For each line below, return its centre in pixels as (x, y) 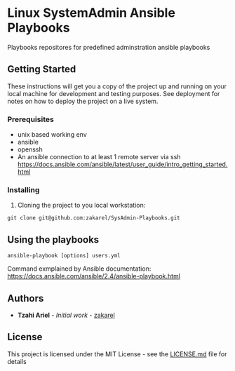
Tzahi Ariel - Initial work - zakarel (66, 315)
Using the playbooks (53, 240)
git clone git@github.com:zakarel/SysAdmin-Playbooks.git (94, 218)
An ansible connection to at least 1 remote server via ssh (99, 157)
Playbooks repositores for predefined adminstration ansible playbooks (109, 47)
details (17, 361)
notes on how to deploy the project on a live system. (83, 101)
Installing (23, 189)
